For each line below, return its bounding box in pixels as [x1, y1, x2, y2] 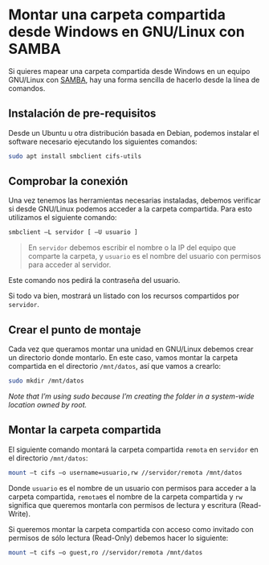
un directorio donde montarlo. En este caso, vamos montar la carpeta [8, 353, 238, 362]
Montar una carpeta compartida [8, 6, 226, 24]
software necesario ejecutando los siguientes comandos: [8, 137, 198, 146]
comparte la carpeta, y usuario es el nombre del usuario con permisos [27, 252, 262, 261]
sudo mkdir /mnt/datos [8, 377, 84, 385]
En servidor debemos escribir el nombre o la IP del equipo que [27, 243, 237, 252]
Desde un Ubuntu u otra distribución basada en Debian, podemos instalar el [8, 128, 259, 137]
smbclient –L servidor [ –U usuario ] [8, 228, 138, 236]
